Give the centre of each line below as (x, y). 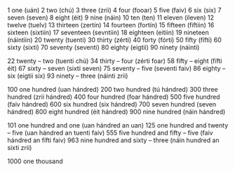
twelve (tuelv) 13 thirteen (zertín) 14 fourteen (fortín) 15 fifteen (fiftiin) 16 (111, 25)
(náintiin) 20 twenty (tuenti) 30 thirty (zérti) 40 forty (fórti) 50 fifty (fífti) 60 (115, 40)
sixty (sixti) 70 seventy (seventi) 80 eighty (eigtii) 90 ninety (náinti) (103, 47)
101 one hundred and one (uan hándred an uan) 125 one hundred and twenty (118, 125)
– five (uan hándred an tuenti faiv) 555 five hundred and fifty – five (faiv (110, 133)
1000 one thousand (35, 161)
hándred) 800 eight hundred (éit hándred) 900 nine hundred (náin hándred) (116, 112)
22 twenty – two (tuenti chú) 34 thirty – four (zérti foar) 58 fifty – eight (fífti (115, 61)
